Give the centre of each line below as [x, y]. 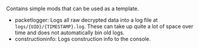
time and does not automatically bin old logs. [70, 33]
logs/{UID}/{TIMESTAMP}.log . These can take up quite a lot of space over [104, 26]
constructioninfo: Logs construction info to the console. [83, 39]
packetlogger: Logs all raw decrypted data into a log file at [86, 20]
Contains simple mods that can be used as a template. [72, 9]
